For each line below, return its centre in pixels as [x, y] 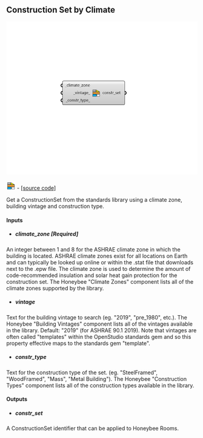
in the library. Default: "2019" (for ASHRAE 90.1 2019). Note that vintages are [101, 330]
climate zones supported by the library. [55, 288]
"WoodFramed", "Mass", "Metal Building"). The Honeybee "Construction [96, 378]
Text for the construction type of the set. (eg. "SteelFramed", [82, 372]
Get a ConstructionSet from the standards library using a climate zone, [95, 200]
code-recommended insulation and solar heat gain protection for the [92, 275]
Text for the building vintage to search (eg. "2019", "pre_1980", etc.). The [97, 317]
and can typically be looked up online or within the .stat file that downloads [100, 262]
